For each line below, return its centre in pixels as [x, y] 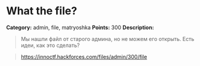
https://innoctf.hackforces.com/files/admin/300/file [84, 56]
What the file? [42, 11]
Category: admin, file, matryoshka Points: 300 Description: [80, 27]
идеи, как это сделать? [50, 45]
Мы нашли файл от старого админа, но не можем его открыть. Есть [107, 39]
